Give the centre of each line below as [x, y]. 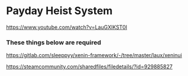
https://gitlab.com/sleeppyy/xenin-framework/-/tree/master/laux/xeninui [94, 55]
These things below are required [54, 42]
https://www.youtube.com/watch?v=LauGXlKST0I [67, 27]
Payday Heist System [59, 11]
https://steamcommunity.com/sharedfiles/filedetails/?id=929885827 [89, 67]
